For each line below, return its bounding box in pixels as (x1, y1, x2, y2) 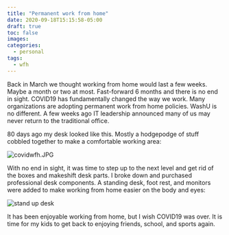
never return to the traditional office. (7, 116, 110, 124)
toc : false (7, 29, 38, 36)
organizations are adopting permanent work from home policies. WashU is (7, 102, 217, 110)
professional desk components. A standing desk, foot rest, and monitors (7, 178, 211, 186)
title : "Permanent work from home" (7, 10, 109, 17)
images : (7, 36, 29, 43)
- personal (13, 49, 45, 56)
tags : (7, 55, 23, 62)
